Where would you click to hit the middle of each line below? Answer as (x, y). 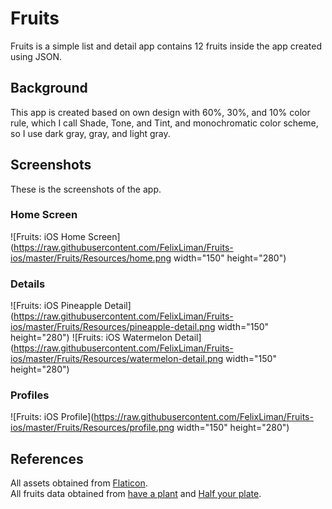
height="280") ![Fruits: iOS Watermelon (91, 338)
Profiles (30, 395)
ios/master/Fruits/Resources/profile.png (92, 428)
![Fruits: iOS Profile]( (52, 417)
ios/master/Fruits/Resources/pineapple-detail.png (113, 327)
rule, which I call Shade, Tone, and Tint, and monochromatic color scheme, (164, 123)
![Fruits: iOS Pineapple (56, 306)
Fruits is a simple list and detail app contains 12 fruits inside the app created (166, 46)
